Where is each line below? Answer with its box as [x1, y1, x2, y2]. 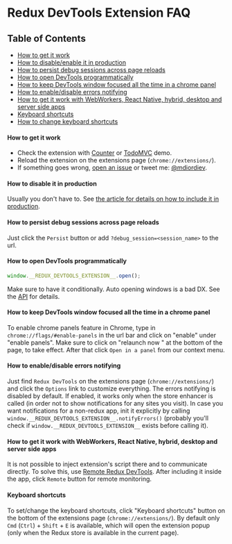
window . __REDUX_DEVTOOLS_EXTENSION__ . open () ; [7, 272, 141, 279]
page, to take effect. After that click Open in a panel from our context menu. [7, 345, 225, 354]
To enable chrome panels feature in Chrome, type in [7, 323, 156, 331]
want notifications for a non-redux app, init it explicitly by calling [7, 406, 190, 415]
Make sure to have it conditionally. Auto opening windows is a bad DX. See [7, 285, 220, 293]
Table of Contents [7, 33, 87, 44]
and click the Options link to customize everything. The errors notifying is [7, 384, 216, 393]
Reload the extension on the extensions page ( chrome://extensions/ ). [17, 156, 216, 165]
